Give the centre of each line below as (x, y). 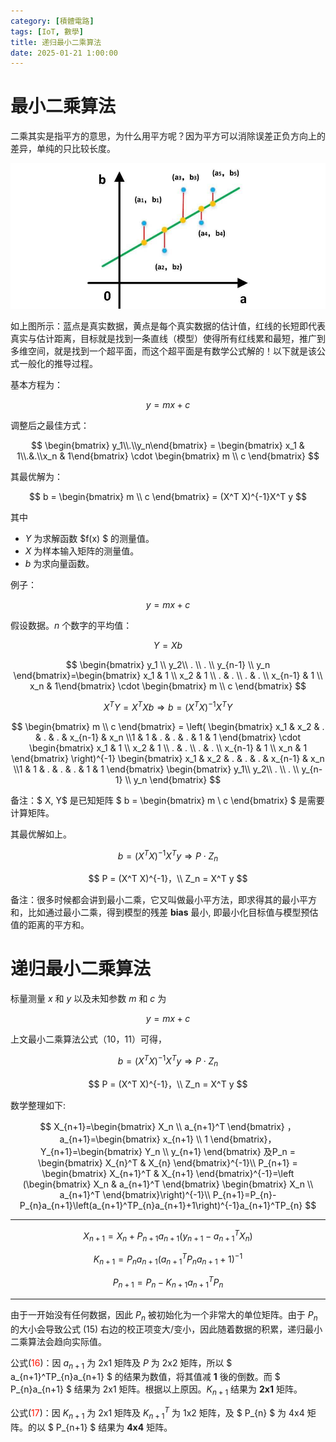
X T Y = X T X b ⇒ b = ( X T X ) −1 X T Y (168, 706)
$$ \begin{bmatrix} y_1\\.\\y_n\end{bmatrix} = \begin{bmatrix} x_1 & (168, 446)
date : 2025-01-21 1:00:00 (64, 53)
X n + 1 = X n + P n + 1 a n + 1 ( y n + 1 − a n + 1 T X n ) (168, 1236)
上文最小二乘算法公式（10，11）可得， (88, 1039)
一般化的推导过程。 (58, 364)
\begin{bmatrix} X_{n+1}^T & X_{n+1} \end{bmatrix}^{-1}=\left (168, 1173)
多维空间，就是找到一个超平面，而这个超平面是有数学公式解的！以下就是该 (163, 351)
